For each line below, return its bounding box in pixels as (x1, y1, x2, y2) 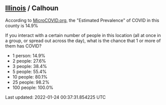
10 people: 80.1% (12, 73, 47, 79)
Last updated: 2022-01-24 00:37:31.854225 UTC (5, 94, 106, 100)
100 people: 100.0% (12, 84, 53, 90)
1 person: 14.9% (12, 52, 46, 58)
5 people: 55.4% (12, 68, 47, 74)
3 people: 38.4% (12, 63, 47, 69)
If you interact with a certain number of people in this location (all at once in (5, 32, 161, 38)
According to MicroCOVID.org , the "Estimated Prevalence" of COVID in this (5, 17, 159, 23)
